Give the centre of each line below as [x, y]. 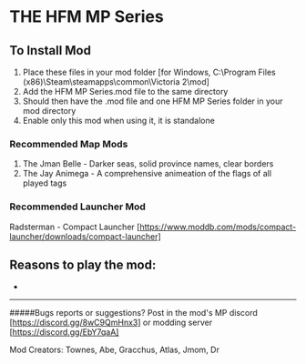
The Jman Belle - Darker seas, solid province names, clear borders [148, 164]
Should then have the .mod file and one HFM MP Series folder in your [153, 101]
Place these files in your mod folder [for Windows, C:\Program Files [149, 72]
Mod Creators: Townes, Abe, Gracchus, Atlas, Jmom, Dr [115, 350]
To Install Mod [50, 51]
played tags [45, 183]
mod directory [49, 111]
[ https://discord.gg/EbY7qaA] [64, 332]
